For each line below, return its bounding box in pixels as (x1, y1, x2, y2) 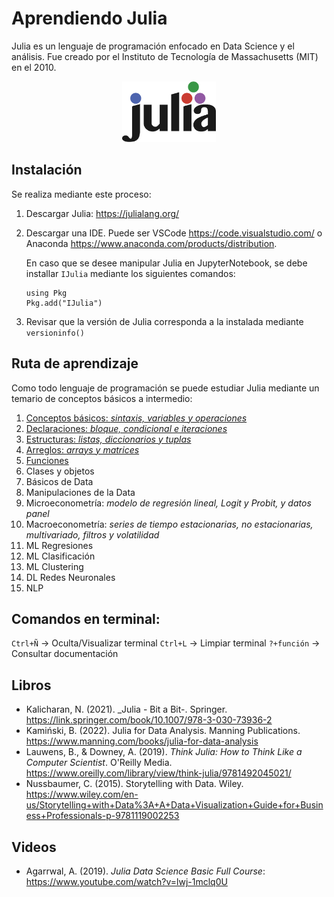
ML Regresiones (25, 539, 94, 551)
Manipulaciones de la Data (25, 486, 136, 498)
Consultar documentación (11, 648, 119, 660)
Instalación (11, 162, 83, 179)
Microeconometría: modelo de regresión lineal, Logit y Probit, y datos (25, 497, 312, 509)
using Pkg (25, 288, 68, 298)
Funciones (25, 454, 69, 466)
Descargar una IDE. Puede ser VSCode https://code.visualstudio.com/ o (25, 227, 323, 239)
